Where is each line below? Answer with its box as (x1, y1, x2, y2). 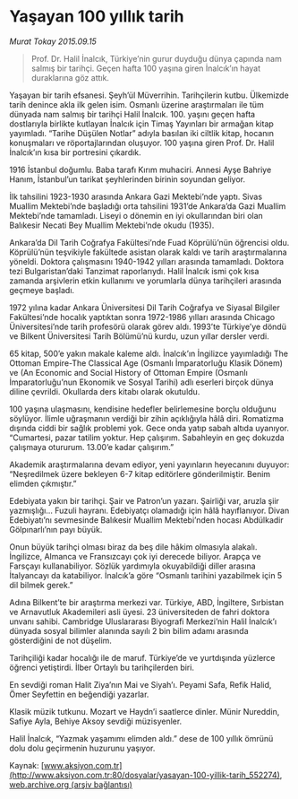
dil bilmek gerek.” (9, 579, 73, 590)
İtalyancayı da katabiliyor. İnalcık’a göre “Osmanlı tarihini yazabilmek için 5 (9, 569, 283, 580)
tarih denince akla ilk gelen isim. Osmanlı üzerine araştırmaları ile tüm (9, 99, 264, 109)
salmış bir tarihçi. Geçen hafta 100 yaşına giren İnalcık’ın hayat (30, 63, 261, 74)
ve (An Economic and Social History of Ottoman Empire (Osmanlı (9, 367, 248, 378)
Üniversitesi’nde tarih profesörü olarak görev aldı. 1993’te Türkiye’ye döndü (9, 321, 286, 332)
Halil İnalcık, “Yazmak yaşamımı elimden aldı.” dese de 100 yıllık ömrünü (9, 733, 274, 743)
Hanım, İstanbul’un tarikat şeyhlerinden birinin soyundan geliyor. (9, 173, 246, 185)
